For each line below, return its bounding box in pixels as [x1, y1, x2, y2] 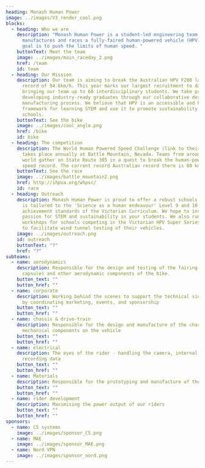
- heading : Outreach [11, 191, 64, 197]
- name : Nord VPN [11, 447, 56, 453]
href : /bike [17, 128, 47, 135]
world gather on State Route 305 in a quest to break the [21, 157, 173, 163]
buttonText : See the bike [17, 117, 83, 123]
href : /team [17, 60, 47, 66]
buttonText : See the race [17, 168, 83, 174]
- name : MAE [11, 436, 42, 442]
